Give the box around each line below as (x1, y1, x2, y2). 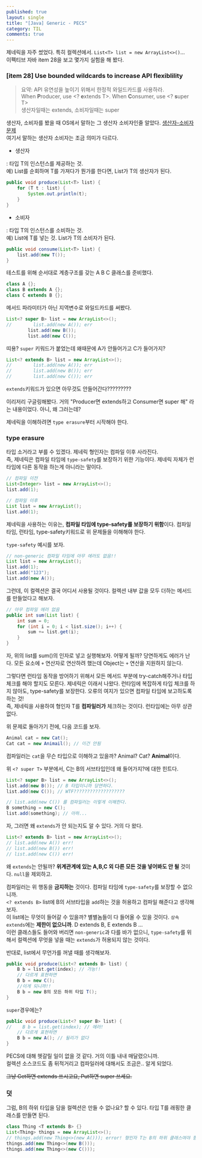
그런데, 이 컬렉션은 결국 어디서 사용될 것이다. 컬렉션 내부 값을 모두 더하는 (6, 587, 176, 594)
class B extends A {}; (6, 287, 63, 293)
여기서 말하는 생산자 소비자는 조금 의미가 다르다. (6, 134, 119, 142)
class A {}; (6, 281, 36, 287)
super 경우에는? (6, 1006, 42, 1013)
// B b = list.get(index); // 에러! (6, 1024, 104, 1030)
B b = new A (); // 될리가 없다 (17, 1035, 89, 1041)
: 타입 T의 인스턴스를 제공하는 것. (6, 160, 84, 167)
